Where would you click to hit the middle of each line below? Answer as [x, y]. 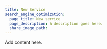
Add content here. [24, 42]
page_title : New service [35, 19]
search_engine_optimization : [35, 14]
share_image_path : [29, 28]
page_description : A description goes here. [56, 24]
